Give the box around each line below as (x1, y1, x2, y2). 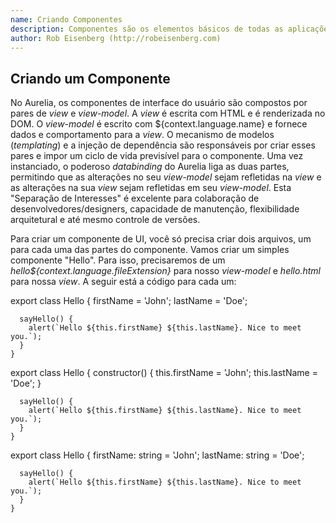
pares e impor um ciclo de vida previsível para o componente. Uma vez (10, 150, 304, 162)
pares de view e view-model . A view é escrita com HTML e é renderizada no (10, 107, 326, 120)
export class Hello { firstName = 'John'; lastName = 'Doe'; (10, 295, 248, 307)
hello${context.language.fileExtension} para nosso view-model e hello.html (10, 265, 321, 277)
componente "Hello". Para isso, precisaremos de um (10, 254, 226, 266)
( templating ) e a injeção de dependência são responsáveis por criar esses (10, 139, 316, 151)
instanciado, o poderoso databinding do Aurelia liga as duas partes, (10, 161, 290, 173)
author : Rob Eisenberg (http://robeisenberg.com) (10, 33, 222, 43)
